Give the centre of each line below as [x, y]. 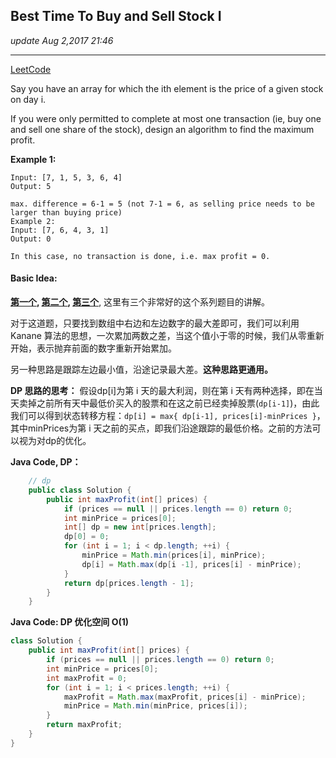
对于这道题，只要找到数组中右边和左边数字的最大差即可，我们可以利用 [155, 323]
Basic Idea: [34, 278]
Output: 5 [31, 186]
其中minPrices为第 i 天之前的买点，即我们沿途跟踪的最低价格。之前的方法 [161, 428]
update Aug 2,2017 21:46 [62, 40]
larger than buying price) [66, 212]
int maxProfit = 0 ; [87, 678]
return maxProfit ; [84, 725]
